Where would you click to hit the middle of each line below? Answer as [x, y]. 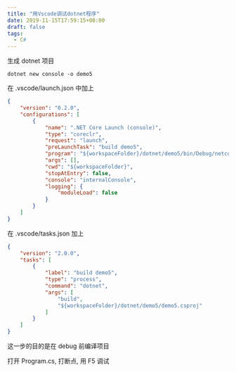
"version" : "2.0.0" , [50, 253]
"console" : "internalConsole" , [91, 180]
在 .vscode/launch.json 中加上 [51, 88]
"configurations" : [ [50, 114]
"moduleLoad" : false [87, 193]
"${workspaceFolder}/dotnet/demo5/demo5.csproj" [130, 306]
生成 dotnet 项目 [31, 61]
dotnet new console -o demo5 [50, 75]
